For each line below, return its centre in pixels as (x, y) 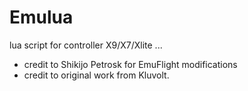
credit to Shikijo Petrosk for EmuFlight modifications (130, 64)
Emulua (41, 17)
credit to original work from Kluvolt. (96, 75)
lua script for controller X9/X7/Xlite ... (86, 45)
